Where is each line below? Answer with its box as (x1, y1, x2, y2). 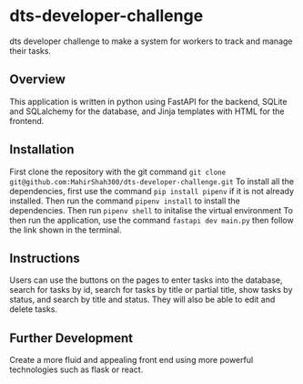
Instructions (9, 250, 80, 265)
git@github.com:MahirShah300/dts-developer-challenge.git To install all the (9, 175, 294, 187)
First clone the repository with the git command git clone (9, 166, 227, 177)
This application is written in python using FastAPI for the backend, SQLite (9, 96, 288, 107)
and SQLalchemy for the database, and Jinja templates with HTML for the (9, 106, 285, 117)
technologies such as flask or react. (9, 364, 144, 375)
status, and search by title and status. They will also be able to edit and (9, 294, 276, 306)
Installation (9, 142, 75, 158)
